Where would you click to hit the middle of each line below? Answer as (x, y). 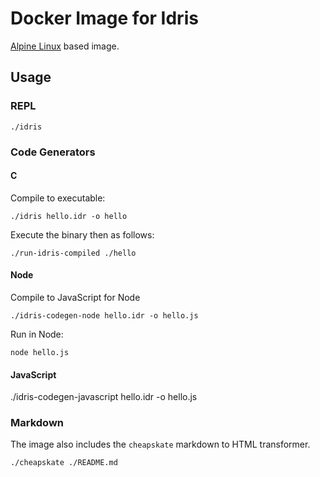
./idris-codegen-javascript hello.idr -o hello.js (104, 397)
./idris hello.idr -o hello (69, 216)
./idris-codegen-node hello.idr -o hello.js (104, 315)
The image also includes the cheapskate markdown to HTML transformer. (160, 444)
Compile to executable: (58, 198)
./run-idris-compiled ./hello (73, 253)
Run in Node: (37, 334)
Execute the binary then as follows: (82, 234)
